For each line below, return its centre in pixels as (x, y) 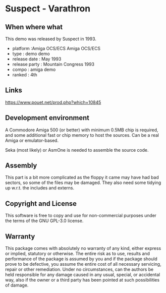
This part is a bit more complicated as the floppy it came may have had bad (82, 177)
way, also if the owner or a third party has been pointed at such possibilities (82, 280)
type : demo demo (31, 54)
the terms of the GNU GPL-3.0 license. (44, 221)
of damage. (17, 285)
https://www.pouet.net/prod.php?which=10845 (53, 102)
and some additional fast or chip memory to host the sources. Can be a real (82, 135)
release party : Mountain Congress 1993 (53, 64)
